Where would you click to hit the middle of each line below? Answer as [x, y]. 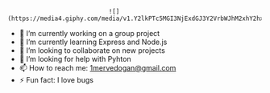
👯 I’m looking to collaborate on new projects [92, 51]
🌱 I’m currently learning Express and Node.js [93, 42]
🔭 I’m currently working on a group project [89, 33]
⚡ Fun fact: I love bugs [56, 80]
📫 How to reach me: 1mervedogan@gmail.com [98, 68]
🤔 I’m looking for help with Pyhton [75, 59]
